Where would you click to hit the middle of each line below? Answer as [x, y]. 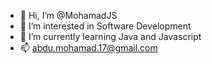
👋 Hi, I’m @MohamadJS [68, 15]
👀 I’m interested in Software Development [105, 26]
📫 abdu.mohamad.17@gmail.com [88, 48]
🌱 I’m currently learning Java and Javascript [110, 36]
